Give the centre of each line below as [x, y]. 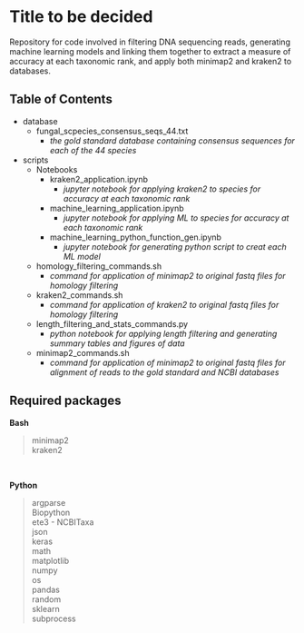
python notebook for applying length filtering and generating [163, 333]
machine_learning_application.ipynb [117, 208]
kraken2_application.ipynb [98, 179]
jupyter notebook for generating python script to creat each [175, 246]
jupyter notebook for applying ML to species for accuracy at [176, 218]
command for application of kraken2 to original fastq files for [164, 304]
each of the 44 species [93, 150]
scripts [35, 160]
